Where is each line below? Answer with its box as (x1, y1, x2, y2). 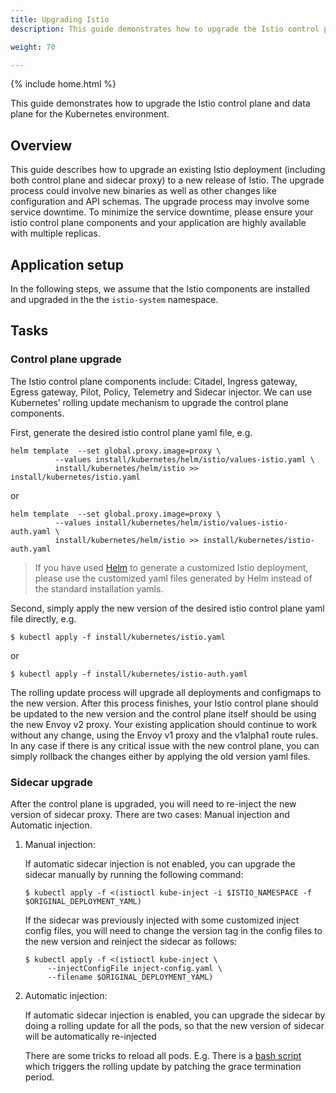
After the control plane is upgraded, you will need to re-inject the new (10, 797, 297, 810)
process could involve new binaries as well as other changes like (10, 185, 277, 197)
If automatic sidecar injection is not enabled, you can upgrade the (24, 857, 296, 870)
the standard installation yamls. (34, 582, 164, 595)
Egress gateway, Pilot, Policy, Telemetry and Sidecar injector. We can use (10, 386, 313, 398)
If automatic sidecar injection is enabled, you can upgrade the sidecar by (24, 1009, 326, 1021)
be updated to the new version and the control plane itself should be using (10, 707, 317, 720)
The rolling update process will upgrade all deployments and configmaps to (10, 686, 322, 698)
